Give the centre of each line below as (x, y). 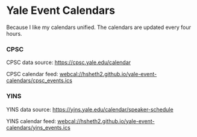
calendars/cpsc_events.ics (39, 81)
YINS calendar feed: (31, 121)
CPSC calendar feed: (32, 74)
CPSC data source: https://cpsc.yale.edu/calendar (69, 62)
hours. (14, 33)
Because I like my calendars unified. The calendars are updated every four (99, 27)
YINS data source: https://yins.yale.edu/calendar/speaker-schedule (90, 109)
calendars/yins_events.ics (38, 127)
